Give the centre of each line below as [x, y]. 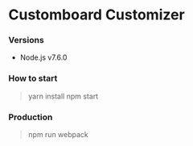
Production [31, 117]
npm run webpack [58, 135]
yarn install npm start [63, 96]
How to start [33, 78]
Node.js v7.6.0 [43, 57]
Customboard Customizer [96, 15]
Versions [26, 40]
